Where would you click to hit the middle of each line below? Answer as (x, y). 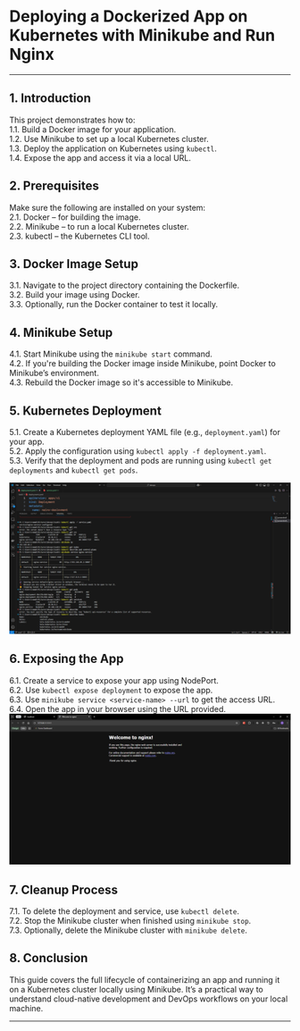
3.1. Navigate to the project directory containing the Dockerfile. (125, 285)
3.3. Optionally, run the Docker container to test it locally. (114, 305)
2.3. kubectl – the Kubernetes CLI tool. (79, 236)
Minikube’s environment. (54, 373)
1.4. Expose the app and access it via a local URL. (100, 157)
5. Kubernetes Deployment (86, 411)
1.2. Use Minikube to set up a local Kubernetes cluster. (109, 138)
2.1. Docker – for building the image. (75, 217)
